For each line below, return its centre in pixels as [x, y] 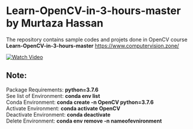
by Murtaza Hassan [55, 23]
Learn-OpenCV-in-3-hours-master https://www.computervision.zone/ [93, 46]
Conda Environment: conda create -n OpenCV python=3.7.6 [80, 102]
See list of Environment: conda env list [53, 96]
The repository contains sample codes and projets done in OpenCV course [97, 39]
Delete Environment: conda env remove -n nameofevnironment [84, 121]
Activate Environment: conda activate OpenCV [63, 108]
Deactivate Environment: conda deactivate [58, 114]
